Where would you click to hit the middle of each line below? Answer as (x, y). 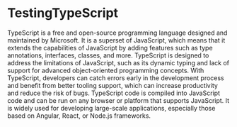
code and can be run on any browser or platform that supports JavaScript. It (118, 100)
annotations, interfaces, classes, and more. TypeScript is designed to (108, 55)
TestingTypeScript (63, 13)
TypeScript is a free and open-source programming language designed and (117, 33)
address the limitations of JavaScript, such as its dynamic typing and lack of (118, 62)
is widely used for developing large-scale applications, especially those (111, 108)
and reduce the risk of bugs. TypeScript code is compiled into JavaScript (114, 93)
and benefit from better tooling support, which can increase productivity (112, 85)
